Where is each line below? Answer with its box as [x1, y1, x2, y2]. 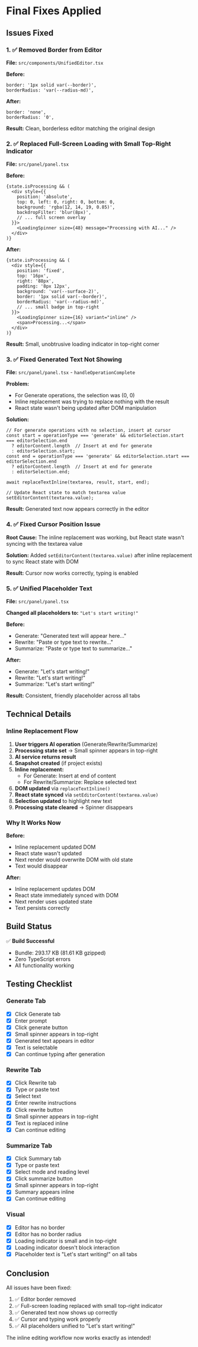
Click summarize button [14, 1175, 73, 1182]
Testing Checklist [6, 979, 72, 989]
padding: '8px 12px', [17, 283, 70, 289]
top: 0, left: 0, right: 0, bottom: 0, [17, 199, 116, 205]
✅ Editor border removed [14, 1295, 76, 1302]
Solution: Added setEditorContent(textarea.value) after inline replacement [6, 551, 193, 559]
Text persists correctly [14, 905, 70, 912]
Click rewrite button [14, 1106, 63, 1113]
